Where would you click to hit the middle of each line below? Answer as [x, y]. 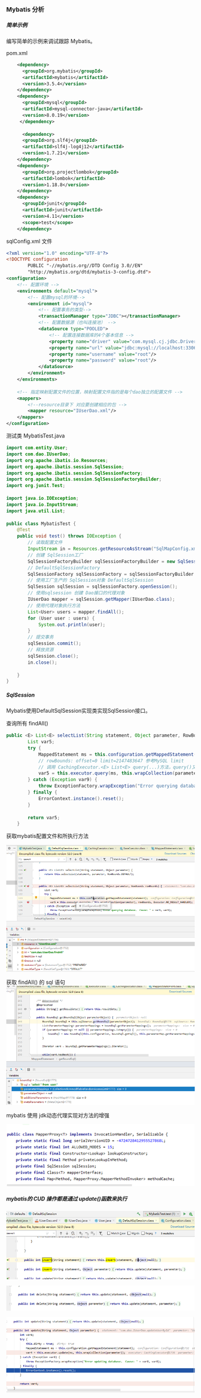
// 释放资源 [41, 650]
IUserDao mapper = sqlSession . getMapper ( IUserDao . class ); [101, 600]
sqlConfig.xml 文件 [29, 241]
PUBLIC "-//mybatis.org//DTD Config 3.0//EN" [86, 266]
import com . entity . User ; [37, 448]
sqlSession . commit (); [55, 644]
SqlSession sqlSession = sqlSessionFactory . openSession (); [103, 587]
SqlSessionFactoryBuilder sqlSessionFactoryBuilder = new [101, 561]
